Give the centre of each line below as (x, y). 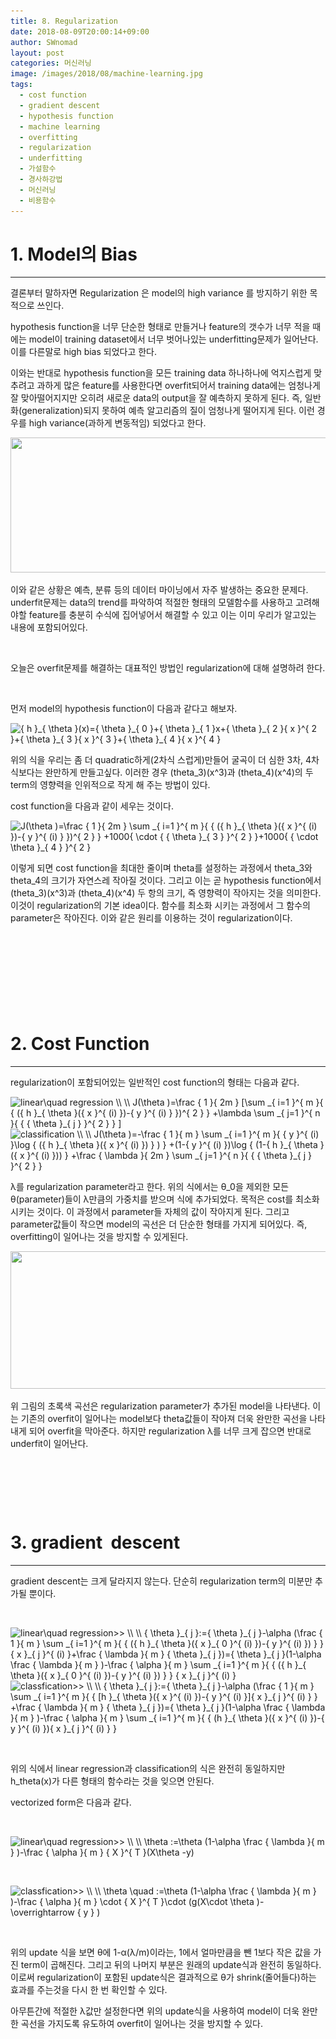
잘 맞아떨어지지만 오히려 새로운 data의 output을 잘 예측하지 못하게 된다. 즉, (156, 398)
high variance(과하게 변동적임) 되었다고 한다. (117, 423)
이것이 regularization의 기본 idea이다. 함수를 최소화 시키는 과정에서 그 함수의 (160, 906)
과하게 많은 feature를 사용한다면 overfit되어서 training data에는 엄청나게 (178, 386)
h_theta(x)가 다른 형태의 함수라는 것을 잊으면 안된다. (112, 1781)
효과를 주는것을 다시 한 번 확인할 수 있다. (89, 1989)
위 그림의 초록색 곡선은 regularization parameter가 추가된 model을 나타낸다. (160, 1406)
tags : (21, 85)
